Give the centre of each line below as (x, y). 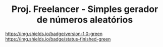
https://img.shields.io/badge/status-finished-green (58, 39)
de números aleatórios (85, 20)
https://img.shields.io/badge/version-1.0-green (54, 33)
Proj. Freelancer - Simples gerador (85, 9)
